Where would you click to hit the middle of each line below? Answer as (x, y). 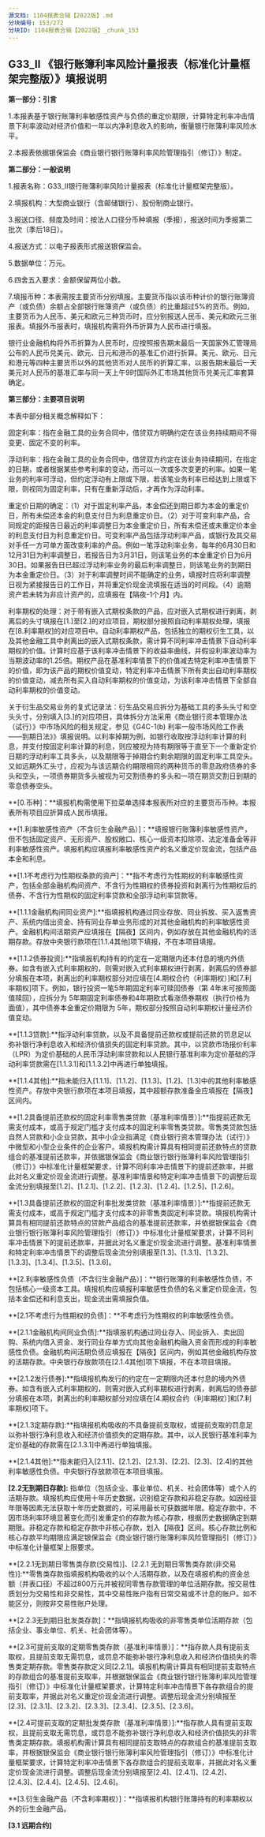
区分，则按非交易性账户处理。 (63, 1603)
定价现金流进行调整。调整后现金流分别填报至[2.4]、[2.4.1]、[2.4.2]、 (119, 1772)
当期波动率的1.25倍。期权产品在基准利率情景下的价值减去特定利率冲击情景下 (132, 660)
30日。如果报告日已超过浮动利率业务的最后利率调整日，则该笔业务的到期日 (130, 565)
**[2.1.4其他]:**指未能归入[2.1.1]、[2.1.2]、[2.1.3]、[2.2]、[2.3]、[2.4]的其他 (131, 1461)
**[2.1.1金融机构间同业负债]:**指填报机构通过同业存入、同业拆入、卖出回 (126, 1332)
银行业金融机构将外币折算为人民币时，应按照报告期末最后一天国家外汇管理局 (132, 343)
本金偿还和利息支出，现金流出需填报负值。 (84, 1299)
